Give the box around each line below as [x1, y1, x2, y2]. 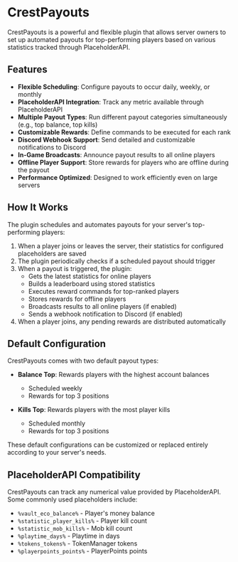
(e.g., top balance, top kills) [17, 120, 98, 129]
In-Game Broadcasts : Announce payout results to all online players [17, 150, 215, 159]
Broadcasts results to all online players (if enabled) [28, 302, 178, 310]
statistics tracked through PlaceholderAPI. [7, 43, 130, 51]
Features [7, 63, 48, 75]
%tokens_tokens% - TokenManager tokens [17, 539, 138, 548]
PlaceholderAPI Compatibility [7, 469, 141, 481]
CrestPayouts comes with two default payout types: [7, 356, 159, 365]
